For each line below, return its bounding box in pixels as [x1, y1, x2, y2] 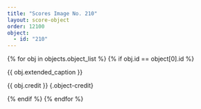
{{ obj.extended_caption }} [7, 68, 83, 77]
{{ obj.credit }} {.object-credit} [7, 81, 94, 90]
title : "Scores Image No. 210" [7, 10, 98, 17]
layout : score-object [7, 17, 70, 23]
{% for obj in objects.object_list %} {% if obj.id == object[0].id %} [7, 54, 195, 63]
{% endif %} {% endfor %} [7, 95, 84, 103]
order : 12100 [7, 23, 45, 30]
